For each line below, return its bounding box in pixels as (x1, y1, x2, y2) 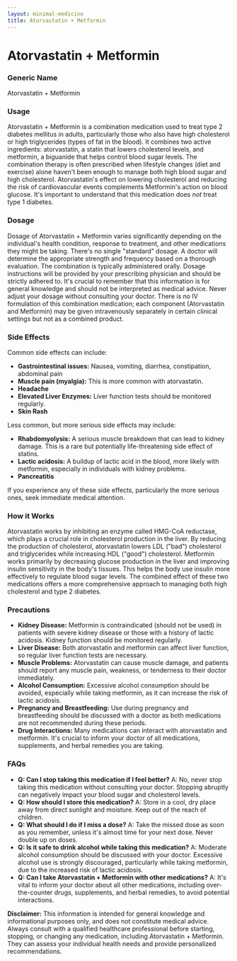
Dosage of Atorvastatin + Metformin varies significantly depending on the (7, 232, 221, 240)
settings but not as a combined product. (7, 314, 124, 323)
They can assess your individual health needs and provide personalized (7, 939, 216, 948)
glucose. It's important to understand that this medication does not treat (7, 191, 217, 199)
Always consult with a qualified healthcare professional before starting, (7, 924, 215, 933)
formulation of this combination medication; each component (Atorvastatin (7, 299, 225, 308)
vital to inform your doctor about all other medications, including (17, 880, 205, 889)
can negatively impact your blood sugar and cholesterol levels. (17, 790, 201, 799)
